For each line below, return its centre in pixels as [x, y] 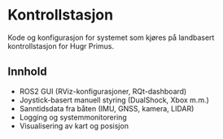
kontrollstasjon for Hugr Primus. [61, 46]
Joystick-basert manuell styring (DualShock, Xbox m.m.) [114, 100]
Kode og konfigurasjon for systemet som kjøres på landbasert [111, 37]
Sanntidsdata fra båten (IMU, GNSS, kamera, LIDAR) [107, 108]
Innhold [27, 72]
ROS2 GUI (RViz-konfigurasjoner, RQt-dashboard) [103, 91]
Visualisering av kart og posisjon [74, 126]
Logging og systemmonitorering [73, 117]
